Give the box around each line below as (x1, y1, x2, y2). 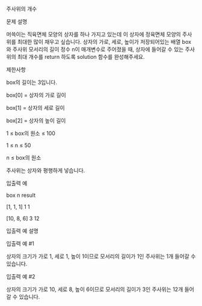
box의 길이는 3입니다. (6, 79, 58, 86)
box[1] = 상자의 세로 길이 (6, 104, 65, 111)
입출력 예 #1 (6, 240, 34, 247)
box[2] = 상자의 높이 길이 (6, 117, 66, 124)
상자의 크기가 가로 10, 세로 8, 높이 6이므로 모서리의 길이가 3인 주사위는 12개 (6, 286, 183, 293)
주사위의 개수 (6, 5, 37, 12)
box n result (6, 191, 36, 199)
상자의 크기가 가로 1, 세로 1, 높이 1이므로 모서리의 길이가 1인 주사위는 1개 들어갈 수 (6, 253, 196, 260)
